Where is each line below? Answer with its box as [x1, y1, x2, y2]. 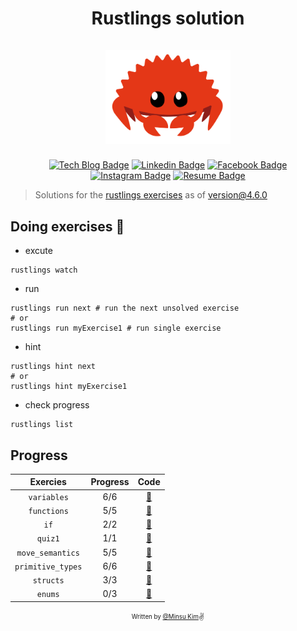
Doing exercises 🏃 [10, 218, 125, 235]
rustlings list [10, 420, 74, 430]
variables [28, 492, 69, 502]
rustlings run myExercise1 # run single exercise [10, 323, 222, 334]
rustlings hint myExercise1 [10, 382, 128, 392]
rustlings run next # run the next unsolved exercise [10, 303, 240, 314]
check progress [24, 399, 90, 411]
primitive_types [14, 562, 83, 572]
